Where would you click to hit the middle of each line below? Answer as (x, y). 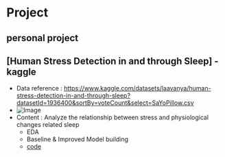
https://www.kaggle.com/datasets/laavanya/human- (137, 88)
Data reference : (39, 88)
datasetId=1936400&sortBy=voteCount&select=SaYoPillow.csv (105, 103)
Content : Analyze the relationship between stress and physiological (113, 117)
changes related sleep (48, 125)
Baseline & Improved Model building (77, 139)
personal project (43, 38)
